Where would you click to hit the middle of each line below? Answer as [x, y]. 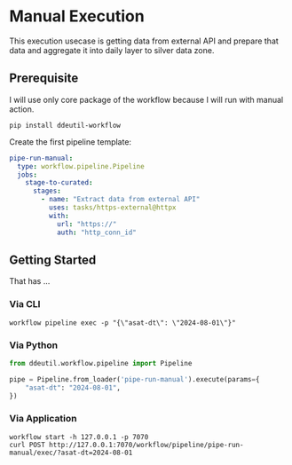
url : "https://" [87, 224]
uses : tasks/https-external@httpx [112, 208]
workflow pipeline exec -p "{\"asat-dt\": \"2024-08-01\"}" [123, 323]
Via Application [43, 419]
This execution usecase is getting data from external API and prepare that [144, 41]
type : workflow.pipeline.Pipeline [81, 166]
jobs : [28, 175]
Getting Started [53, 260]
